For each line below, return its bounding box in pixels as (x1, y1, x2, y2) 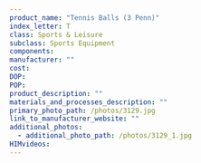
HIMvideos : (9, 139, 51, 149)
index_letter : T (9, 22, 71, 31)
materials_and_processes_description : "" (9, 97, 168, 107)
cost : (9, 64, 30, 73)
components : (9, 47, 54, 56)
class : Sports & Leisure (9, 30, 103, 39)
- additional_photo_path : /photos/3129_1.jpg (17, 131, 193, 140)
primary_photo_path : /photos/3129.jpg (9, 106, 156, 115)
